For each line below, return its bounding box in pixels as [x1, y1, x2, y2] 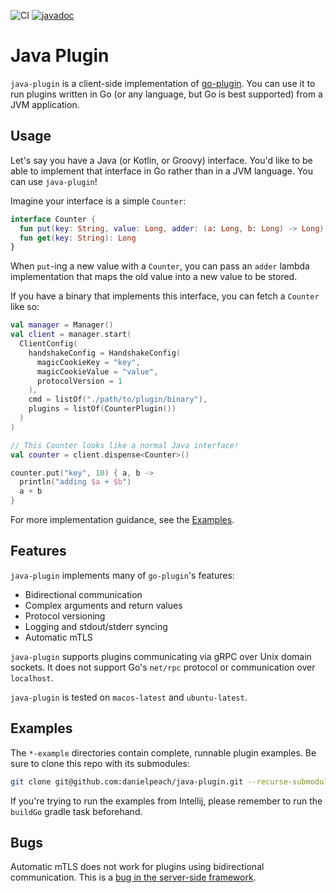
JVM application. [10, 98, 80, 110]
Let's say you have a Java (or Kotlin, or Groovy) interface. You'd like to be [10, 154, 313, 166]
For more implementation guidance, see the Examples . [10, 514, 235, 525]
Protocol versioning [24, 610, 106, 622]
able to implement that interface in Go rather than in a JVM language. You [10, 165, 313, 177]
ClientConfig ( [19, 339, 78, 349]
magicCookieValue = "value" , [36, 366, 159, 377]
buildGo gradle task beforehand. [10, 805, 143, 817]
